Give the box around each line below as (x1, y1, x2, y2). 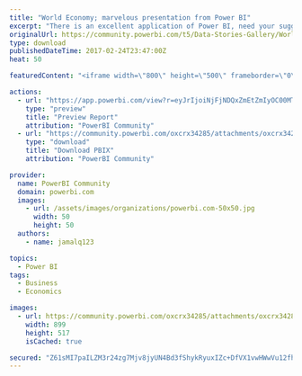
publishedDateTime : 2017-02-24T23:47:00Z (9, 47, 167, 56)
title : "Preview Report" (25, 112, 119, 121)
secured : (9, 353, 42, 363)
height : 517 (25, 328, 70, 337)
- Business (17, 279, 58, 288)
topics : (9, 254, 39, 263)
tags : (9, 271, 30, 280)
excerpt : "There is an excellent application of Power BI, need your (9, 22, 276, 31)
